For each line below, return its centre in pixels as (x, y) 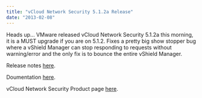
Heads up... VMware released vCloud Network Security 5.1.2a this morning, (100, 34)
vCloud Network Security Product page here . (62, 88)
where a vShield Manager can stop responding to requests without (89, 47)
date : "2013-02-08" (31, 17)
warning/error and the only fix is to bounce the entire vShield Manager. (94, 54)
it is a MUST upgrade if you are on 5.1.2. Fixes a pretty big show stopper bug (101, 41)
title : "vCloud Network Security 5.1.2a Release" (70, 12)
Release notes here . (31, 65)
